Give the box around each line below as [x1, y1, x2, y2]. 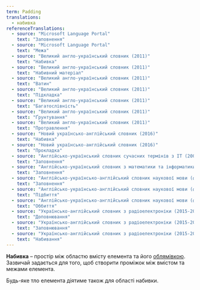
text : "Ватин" [17, 81, 52, 87]
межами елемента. [6, 265, 55, 272]
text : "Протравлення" [17, 125, 70, 131]
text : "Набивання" [17, 236, 62, 242]
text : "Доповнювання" [17, 214, 70, 220]
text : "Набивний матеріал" [17, 70, 84, 76]
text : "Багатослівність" [17, 103, 79, 109]
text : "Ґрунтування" [17, 114, 68, 120]
